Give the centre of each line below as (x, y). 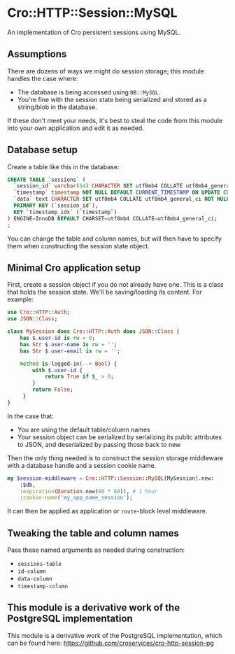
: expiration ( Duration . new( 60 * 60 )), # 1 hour (89, 491)
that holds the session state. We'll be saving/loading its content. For (105, 292)
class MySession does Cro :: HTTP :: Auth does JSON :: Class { (93, 332)
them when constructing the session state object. (79, 246)
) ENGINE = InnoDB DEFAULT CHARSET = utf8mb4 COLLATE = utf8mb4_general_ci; (112, 218)
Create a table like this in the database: (63, 166)
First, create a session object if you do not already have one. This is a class (115, 285)
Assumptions (37, 54)
